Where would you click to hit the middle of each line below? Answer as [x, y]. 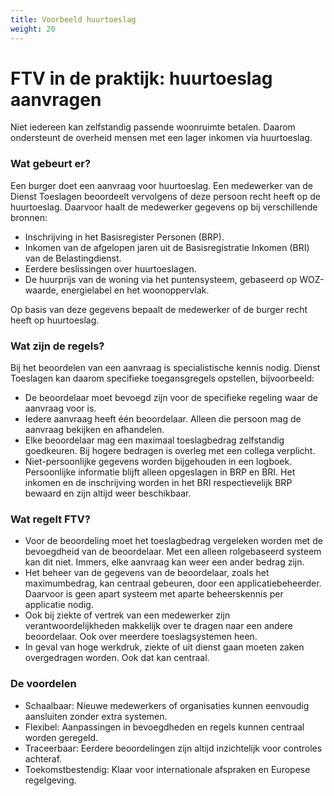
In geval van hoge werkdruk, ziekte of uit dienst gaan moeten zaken [164, 647]
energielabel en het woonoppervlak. [135, 290]
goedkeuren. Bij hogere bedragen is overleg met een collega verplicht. [170, 451]
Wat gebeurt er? [51, 164]
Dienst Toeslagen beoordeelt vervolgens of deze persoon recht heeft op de [165, 196]
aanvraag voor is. [60, 408]
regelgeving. [50, 780]
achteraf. [43, 758]
